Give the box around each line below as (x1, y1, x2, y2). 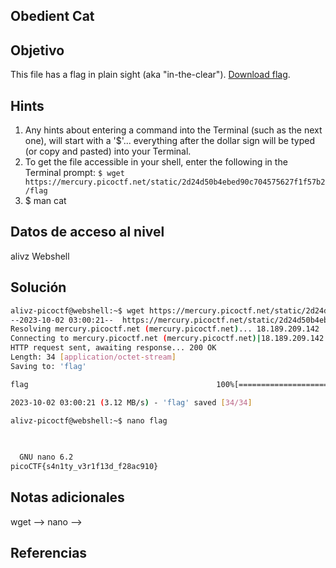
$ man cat (24, 195, 67, 207)
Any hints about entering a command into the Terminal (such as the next (24, 124, 323, 136)
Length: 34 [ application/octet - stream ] (10, 352, 177, 363)
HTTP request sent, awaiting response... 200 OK (10, 343, 217, 353)
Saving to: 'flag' (10, 361, 87, 371)
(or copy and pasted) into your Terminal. (24, 145, 192, 158)
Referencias (10, 545, 88, 562)
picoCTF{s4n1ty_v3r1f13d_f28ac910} (10, 462, 159, 472)
